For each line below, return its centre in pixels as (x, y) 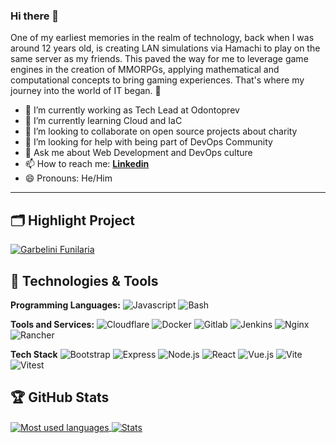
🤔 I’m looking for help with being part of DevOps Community (148, 142)
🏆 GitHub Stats (60, 397)
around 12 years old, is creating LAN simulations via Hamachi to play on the (165, 48)
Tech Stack (34, 354)
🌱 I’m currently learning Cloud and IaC (103, 121)
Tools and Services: (52, 324)
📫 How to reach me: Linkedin (87, 164)
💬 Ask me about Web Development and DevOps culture (138, 153)
